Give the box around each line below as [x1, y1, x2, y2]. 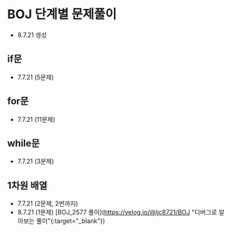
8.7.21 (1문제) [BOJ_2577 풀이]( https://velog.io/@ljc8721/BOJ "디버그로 [17, 208, 218, 217]
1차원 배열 [7, 179, 48, 192]
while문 [7, 137, 41, 149]
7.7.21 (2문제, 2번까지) [17, 199, 78, 208]
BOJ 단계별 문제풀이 [7, 6, 117, 22]
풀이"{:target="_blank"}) [36, 217, 106, 225]
